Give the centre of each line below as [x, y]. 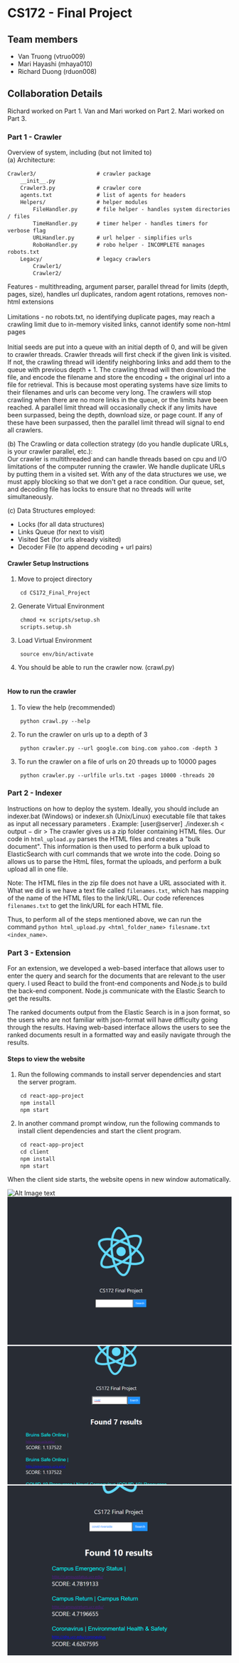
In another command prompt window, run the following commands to [119, 1123]
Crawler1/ [47, 267]
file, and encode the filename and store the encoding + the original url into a [119, 378]
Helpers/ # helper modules [84, 203]
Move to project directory [55, 579]
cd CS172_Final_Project [55, 593]
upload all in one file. [38, 869]
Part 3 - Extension [39, 953]
